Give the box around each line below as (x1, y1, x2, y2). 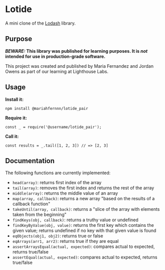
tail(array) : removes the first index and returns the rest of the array (12, 185, 154, 191)
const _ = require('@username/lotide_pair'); (5, 124, 101, 129)
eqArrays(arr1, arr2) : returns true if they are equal (12, 238, 119, 244)
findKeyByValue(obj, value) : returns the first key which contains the (12, 222, 154, 228)
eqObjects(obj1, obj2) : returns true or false (12, 233, 103, 239)
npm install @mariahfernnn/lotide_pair (5, 106, 88, 111)
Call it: (5, 133, 19, 139)
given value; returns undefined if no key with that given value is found (12, 227, 156, 234)
